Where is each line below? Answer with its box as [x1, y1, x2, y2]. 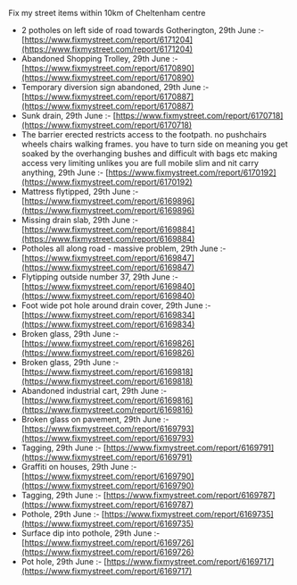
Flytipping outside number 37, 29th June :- [21, 272, 179, 282]
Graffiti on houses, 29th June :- [21, 462, 137, 472]
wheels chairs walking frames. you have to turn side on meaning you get [21, 138, 289, 149]
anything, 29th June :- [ [21, 167, 109, 178]
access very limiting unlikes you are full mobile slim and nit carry [21, 158, 260, 168]
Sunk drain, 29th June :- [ [21, 111, 117, 121]
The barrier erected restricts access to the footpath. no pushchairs [21, 130, 267, 139]
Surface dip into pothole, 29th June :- [21, 528, 161, 539]
